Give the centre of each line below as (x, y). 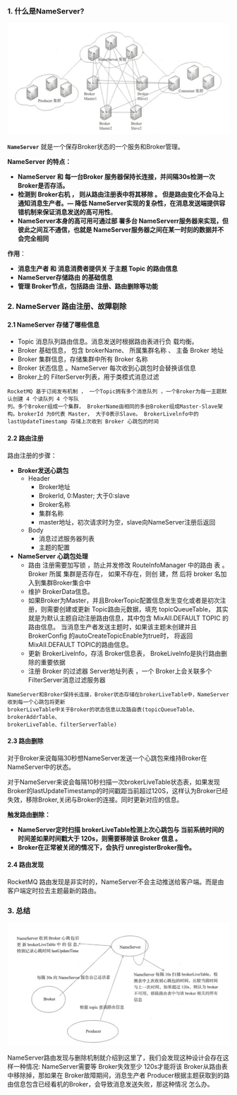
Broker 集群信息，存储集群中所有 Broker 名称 (83, 359)
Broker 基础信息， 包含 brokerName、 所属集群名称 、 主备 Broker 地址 (120, 351)
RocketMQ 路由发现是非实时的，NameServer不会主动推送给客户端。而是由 (116, 882)
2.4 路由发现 (26, 865)
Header (39, 478)
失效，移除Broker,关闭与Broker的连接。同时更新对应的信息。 (95, 800)
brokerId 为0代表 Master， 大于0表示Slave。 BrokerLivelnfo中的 (108, 414)
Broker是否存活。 (43, 186)
